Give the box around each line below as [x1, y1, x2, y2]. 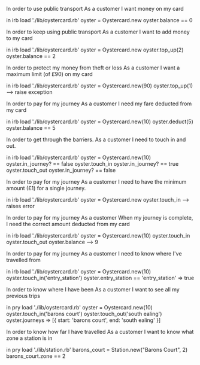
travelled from [6, 257, 41, 263]
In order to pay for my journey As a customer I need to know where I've [6, 250, 182, 257]
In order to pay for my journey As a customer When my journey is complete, [6, 214, 193, 221]
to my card [6, 35, 33, 41]
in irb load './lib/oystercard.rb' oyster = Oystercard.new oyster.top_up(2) [6, 46, 184, 53]
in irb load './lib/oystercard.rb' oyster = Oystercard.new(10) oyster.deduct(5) [6, 118, 193, 125]
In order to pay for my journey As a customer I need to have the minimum [6, 178, 187, 185]
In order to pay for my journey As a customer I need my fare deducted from [6, 100, 192, 107]
